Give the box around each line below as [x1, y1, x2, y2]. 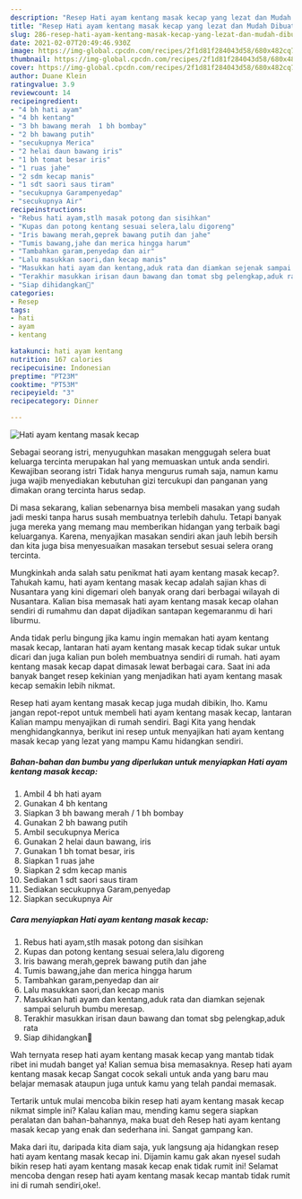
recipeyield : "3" [10, 388, 75, 398]
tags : [10, 305, 30, 314]
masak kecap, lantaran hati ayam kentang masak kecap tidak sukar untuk [10, 642, 280, 652]
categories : [10, 288, 55, 297]
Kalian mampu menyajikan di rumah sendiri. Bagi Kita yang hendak [10, 717, 256, 727]
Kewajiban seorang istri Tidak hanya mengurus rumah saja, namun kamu [10, 466, 279, 476]
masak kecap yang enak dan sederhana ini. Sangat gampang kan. [10, 1124, 254, 1134]
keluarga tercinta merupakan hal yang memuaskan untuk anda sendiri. [10, 456, 270, 467]
